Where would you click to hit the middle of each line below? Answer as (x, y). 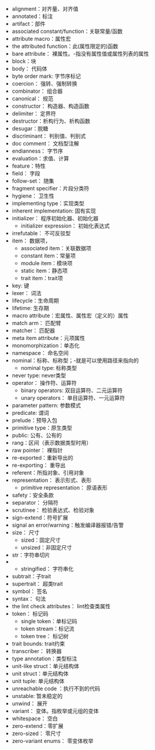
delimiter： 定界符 (34, 113)
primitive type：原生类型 (42, 428)
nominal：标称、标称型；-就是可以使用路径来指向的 (75, 360)
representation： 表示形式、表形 (51, 480)
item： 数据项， (31, 241)
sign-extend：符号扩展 (40, 517)
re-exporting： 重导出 (39, 465)
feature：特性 (29, 166)
